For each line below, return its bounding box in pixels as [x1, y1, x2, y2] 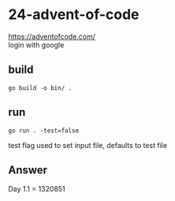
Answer [8, 163, 48, 176]
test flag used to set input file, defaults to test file [8, 140, 168, 150]
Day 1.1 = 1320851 [8, 184, 65, 194]
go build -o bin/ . [8, 84, 73, 92]
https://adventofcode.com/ [8, 32, 96, 41]
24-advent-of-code [8, 6, 140, 24]
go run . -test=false [8, 127, 80, 135]
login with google [8, 40, 65, 49]
